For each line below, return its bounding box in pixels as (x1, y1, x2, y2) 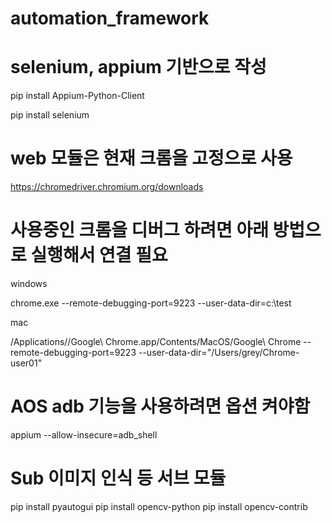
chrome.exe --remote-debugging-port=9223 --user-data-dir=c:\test (10, 297, 292, 309)
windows (10, 278, 48, 289)
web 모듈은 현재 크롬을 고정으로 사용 (10, 147, 293, 170)
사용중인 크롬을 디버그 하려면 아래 (10, 219, 269, 242)
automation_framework (10, 7, 210, 30)
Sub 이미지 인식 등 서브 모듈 (10, 467, 227, 490)
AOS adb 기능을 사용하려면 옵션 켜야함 (10, 395, 311, 418)
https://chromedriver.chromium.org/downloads (10, 181, 204, 193)
